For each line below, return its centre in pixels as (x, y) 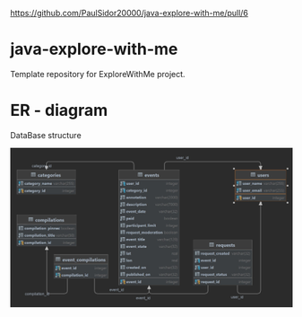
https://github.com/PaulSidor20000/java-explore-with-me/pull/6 (129, 13)
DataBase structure (46, 135)
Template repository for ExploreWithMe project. (98, 74)
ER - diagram (59, 110)
